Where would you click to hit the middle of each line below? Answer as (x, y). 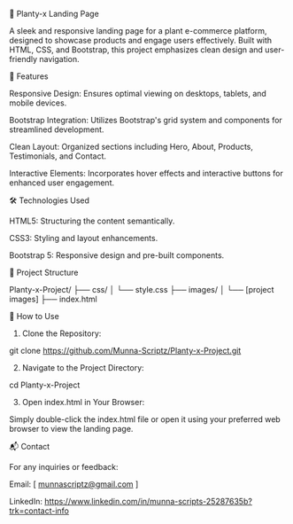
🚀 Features (29, 76)
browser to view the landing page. (71, 429)
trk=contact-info (39, 511)
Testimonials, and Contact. (58, 156)
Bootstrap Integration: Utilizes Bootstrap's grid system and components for (146, 120)
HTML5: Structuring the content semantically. (92, 221)
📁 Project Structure (44, 272)
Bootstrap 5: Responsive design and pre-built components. (117, 255)
